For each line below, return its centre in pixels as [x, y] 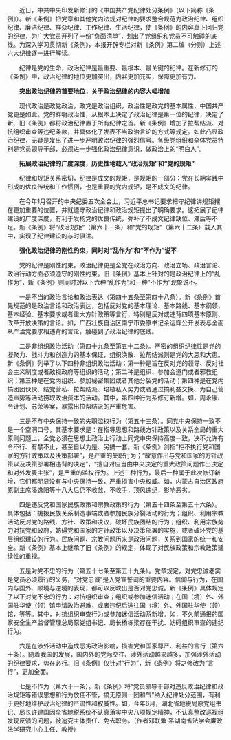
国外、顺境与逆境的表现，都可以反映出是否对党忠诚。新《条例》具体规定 [121, 588]
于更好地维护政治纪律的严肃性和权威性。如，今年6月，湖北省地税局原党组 [111, 703]
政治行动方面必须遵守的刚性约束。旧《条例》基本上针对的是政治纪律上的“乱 [114, 274]
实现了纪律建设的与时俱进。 [58, 236]
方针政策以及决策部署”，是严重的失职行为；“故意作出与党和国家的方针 [118, 455]
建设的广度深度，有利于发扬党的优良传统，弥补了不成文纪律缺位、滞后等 [109, 218]
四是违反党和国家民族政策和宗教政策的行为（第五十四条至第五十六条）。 [120, 504]
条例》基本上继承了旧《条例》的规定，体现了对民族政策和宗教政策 [124, 547]
